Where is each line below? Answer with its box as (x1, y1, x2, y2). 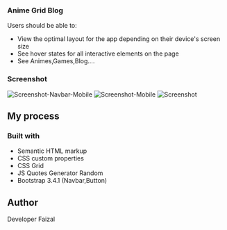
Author (7, 197, 38, 208)
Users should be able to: (7, 22, 78, 30)
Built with (7, 131, 40, 140)
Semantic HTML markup (17, 147, 87, 155)
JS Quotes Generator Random (17, 169, 103, 177)
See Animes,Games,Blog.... (17, 57, 95, 65)
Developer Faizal (7, 215, 56, 224)
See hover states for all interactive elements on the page (17, 49, 179, 58)
